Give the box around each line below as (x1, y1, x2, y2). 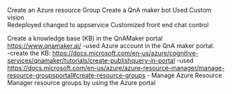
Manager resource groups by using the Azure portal (7, 79, 156, 86)
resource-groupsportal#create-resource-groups (7, 71, 146, 79)
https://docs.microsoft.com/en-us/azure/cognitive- (51, 49, 199, 57)
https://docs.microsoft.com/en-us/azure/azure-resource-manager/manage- (7, 64, 225, 72)
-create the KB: (7, 49, 51, 57)
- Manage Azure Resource (147, 71, 222, 79)
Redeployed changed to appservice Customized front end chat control (7, 21, 209, 29)
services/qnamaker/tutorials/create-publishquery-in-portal (7, 56, 176, 65)
